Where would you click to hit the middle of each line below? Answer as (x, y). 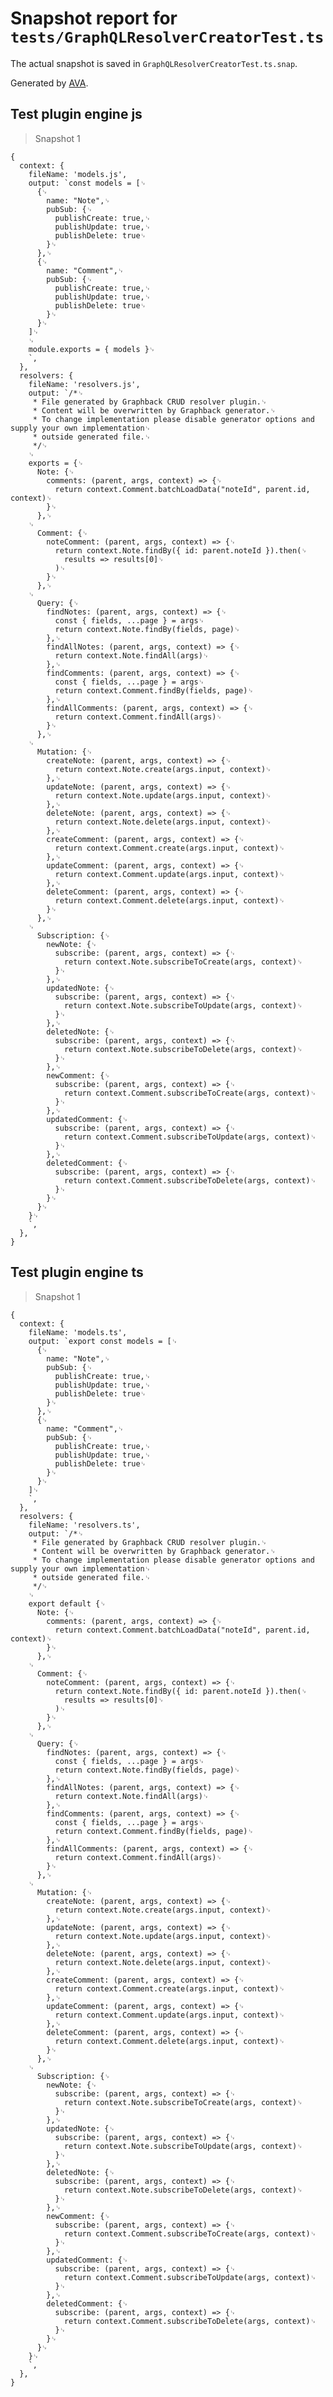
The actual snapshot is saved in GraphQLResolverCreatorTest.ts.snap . (154, 63)
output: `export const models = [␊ (103, 1341)
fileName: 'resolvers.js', (84, 384)
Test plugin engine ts (77, 1272)
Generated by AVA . (49, 83)
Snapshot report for (94, 18)
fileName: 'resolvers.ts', (84, 1525)
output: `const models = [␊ (87, 183)
